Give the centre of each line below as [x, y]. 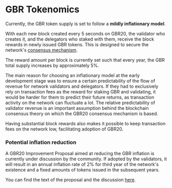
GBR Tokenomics [42, 10]
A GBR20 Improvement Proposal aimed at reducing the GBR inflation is [80, 154]
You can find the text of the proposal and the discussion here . [71, 180]
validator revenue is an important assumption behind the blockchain [77, 108]
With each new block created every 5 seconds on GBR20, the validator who [85, 33]
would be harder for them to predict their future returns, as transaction [80, 97]
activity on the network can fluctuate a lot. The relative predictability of [80, 102]
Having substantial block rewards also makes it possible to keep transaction [85, 123]
